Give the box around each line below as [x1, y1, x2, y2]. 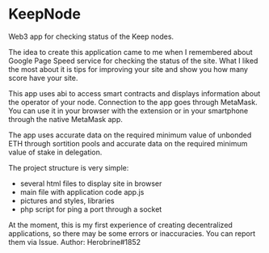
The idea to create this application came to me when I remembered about [8, 47, 253, 57]
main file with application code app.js [19, 187, 145, 196]
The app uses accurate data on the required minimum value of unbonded [8, 130, 252, 140]
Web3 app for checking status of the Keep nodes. [8, 32, 174, 41]
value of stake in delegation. [8, 147, 103, 157]
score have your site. [8, 73, 78, 82]
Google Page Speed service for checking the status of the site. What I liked [8, 56, 258, 65]
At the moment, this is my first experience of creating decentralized [8, 220, 233, 230]
